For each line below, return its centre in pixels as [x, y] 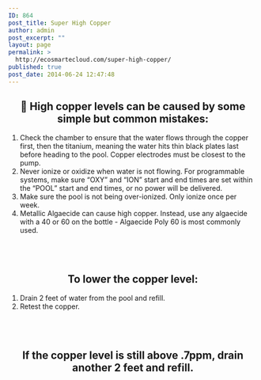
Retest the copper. [50, 306]
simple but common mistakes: [133, 119]
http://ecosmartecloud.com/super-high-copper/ [93, 60]
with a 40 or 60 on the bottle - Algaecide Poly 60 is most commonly [130, 222]
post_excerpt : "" [37, 38]
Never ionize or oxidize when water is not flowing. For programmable [132, 172]
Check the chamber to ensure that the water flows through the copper [134, 138]
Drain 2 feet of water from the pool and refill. [93, 298]
